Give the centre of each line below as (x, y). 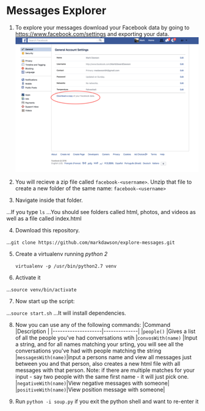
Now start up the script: (45, 301)
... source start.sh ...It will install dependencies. (66, 313)
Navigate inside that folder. (49, 200)
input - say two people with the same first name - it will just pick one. (102, 376)
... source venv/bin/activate (41, 289)
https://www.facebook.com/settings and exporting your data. (92, 34)
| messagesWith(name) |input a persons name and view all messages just (103, 357)
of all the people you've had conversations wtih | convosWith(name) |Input (106, 338)
